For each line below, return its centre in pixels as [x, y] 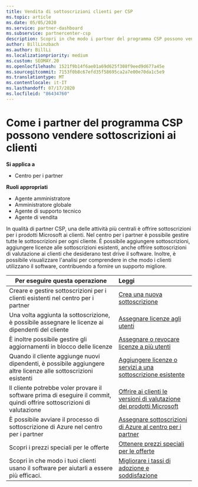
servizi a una [136, 367]
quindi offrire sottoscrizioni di [49, 402]
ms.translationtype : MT [35, 77]
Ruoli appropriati [27, 187]
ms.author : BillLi [29, 50]
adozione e [134, 468]
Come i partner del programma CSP [95, 123]
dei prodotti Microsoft [148, 406]
